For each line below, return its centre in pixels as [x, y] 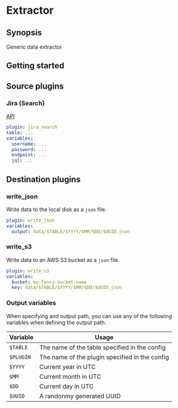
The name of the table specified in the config [102, 347]
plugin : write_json [31, 220]
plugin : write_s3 [28, 271]
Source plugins [35, 86]
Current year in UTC [67, 367]
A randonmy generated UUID [80, 396]
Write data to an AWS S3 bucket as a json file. [63, 260]
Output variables [31, 303]
